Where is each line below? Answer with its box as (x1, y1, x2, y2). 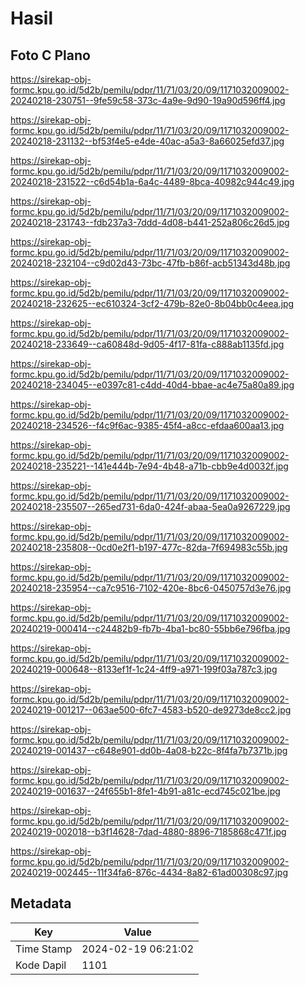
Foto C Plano (10, 47, 91, 64)
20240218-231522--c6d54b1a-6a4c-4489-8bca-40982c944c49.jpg (10, 176, 295, 187)
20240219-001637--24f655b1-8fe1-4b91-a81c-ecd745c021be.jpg (10, 785, 281, 797)
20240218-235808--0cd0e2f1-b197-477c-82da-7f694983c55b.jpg (10, 542, 288, 553)
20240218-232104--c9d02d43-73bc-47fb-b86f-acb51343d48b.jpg (10, 257, 291, 269)
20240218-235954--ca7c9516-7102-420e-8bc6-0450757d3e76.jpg (10, 582, 292, 594)
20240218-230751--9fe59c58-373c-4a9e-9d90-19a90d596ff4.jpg (10, 95, 286, 106)
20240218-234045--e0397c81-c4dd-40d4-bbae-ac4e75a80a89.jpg (10, 379, 295, 391)
